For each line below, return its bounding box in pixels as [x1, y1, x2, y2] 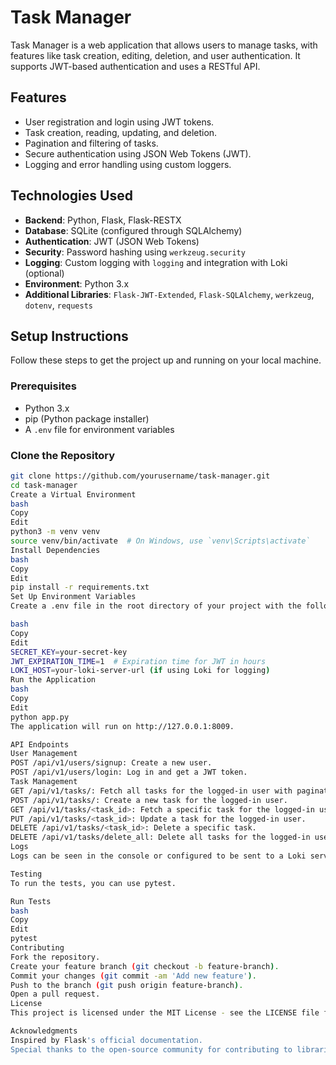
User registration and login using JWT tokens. [24, 116, 215, 128]
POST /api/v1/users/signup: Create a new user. [10, 758, 213, 768]
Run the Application [10, 675, 97, 685]
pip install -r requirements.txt [10, 582, 150, 593]
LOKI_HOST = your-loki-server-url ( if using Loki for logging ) [10, 666, 271, 676]
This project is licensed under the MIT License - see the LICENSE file [10, 1008, 320, 1018]
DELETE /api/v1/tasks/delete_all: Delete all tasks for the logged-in [10, 832, 311, 843]
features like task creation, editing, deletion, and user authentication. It [10, 49, 301, 61]
